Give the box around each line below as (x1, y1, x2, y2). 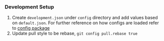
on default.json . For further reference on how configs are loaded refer (12, 20, 159, 26)
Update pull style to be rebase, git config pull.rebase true (12, 31, 138, 37)
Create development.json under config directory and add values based (12, 15, 158, 21)
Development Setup (5, 3, 54, 10)
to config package (12, 25, 50, 31)
